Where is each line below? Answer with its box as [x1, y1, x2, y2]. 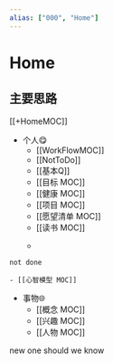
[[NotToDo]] [35, 154, 81, 165]
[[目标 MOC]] [35, 176, 86, 187]
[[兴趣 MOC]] [35, 315, 86, 326]
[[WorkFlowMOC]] [35, 145, 105, 156]
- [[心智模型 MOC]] [9, 275, 78, 285]
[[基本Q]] [35, 165, 71, 176]
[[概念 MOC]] [35, 304, 86, 315]
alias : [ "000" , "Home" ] [9, 13, 99, 23]
